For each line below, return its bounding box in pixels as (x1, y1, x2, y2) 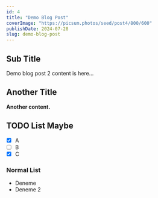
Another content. (6, 103, 51, 110)
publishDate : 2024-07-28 (6, 25, 69, 32)
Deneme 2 (14, 186, 41, 193)
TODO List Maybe (6, 121, 74, 131)
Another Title (6, 87, 57, 97)
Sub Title (6, 54, 41, 64)
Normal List (6, 165, 41, 174)
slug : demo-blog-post (6, 31, 61, 37)
